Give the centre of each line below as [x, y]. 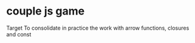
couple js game [46, 11]
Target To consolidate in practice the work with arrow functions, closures [98, 28]
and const [19, 34]
